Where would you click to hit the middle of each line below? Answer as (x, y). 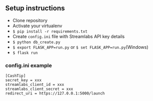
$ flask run (25, 53)
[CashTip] (16, 76)
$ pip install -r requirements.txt (50, 31)
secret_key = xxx (23, 80)
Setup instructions (35, 8)
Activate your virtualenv (37, 26)
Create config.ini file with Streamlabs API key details (68, 36)
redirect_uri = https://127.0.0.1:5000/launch (55, 93)
